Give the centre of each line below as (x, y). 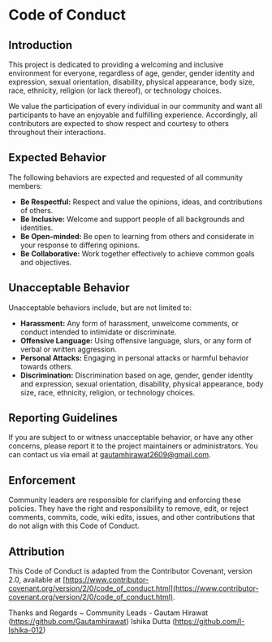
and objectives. (46, 262)
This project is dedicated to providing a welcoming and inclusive (116, 64)
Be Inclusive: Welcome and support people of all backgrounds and (132, 219)
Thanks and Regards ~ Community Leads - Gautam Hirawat (108, 613)
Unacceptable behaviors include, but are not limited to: (100, 308)
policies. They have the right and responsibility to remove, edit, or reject (129, 509)
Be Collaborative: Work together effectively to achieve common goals (137, 253)
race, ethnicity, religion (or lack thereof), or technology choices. (115, 90)
